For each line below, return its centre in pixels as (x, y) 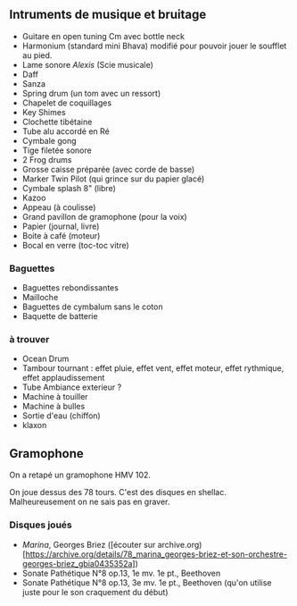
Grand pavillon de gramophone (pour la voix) (104, 216)
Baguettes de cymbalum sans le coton (92, 307)
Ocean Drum (45, 359)
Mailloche (40, 298)
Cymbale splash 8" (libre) (69, 188)
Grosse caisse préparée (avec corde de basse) (108, 169)
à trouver (29, 340)
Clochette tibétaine (57, 122)
